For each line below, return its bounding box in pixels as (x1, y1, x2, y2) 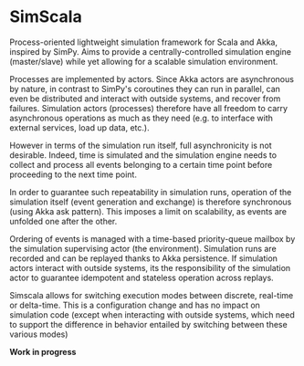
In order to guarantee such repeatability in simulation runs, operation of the (9, 186, 292, 197)
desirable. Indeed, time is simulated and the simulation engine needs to (9, 149, 277, 161)
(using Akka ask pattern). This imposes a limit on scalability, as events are (9, 205, 288, 216)
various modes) (9, 329, 68, 340)
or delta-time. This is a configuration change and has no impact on (9, 299, 260, 310)
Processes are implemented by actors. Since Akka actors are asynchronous (9, 73, 295, 84)
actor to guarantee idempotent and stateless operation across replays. (9, 272, 274, 283)
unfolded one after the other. (9, 215, 118, 226)
